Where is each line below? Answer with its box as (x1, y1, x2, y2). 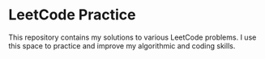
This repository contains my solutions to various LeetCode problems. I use (8, 32, 257, 42)
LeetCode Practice (8, 6, 136, 24)
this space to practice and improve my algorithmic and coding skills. (8, 40, 236, 50)
